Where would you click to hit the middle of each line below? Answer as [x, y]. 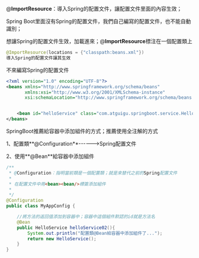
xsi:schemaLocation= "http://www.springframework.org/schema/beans [108, 98]
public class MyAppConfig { [41, 206]
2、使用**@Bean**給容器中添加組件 [50, 156]
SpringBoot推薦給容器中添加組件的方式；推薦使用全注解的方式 [82, 131]
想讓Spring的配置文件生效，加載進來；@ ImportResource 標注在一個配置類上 [99, 41]
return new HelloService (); [62, 238]
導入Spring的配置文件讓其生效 [38, 58]
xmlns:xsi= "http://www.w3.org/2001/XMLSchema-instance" [95, 92]
